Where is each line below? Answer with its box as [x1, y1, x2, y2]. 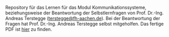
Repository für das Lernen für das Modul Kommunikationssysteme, [5, 5, 147, 10]
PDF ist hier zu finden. [5, 26, 52, 32]
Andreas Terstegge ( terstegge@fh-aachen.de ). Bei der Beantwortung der [5, 15, 160, 21]
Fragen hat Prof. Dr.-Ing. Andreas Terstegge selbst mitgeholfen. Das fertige [5, 21, 164, 27]
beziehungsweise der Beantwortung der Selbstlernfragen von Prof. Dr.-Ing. [5, 10, 164, 16]
